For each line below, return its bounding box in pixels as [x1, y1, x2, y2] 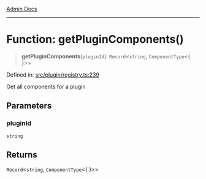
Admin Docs [6, 6, 37, 12]
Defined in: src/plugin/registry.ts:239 [6, 70, 100, 78]
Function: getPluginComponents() [6, 32, 184, 47]
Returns [6, 150, 38, 160]
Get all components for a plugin [6, 83, 86, 90]
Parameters [6, 101, 52, 111]
